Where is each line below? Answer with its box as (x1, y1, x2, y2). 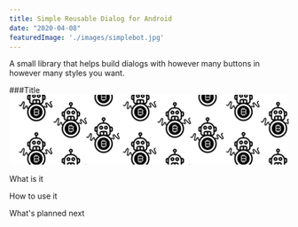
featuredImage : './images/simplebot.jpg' (9, 33, 165, 42)
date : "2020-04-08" (9, 23, 82, 33)
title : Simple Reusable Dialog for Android (9, 14, 173, 23)
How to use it (9, 191, 58, 201)
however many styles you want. (9, 67, 125, 79)
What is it (9, 174, 44, 184)
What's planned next (9, 208, 85, 219)
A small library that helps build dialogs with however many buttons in (9, 59, 260, 69)
